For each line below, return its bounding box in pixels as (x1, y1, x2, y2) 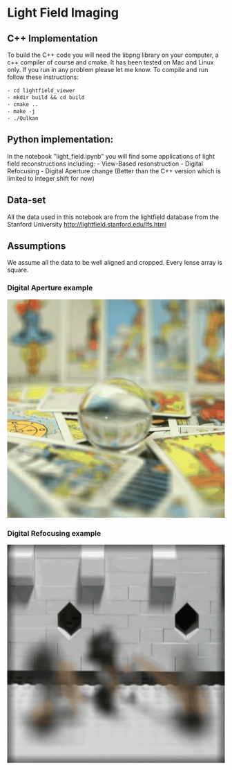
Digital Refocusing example (7, 528, 101, 538)
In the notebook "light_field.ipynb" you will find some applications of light (7, 152, 215, 160)
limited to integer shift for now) (7, 174, 95, 182)
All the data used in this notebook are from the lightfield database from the (7, 213, 220, 221)
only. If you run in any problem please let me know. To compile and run (7, 66, 209, 73)
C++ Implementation (7, 33, 98, 44)
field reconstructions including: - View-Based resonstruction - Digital (7, 159, 204, 168)
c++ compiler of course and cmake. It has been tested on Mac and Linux (7, 58, 214, 67)
